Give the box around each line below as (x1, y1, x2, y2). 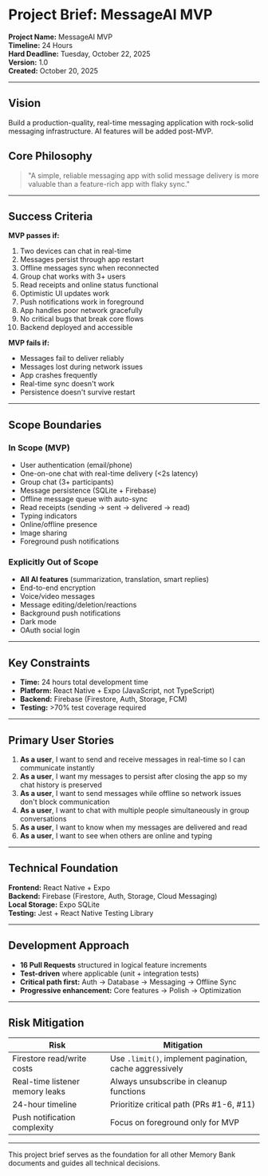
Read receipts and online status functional (19, 280, 159, 290)
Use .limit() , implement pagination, (110, 1053, 248, 1064)
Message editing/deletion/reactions (19, 600, 137, 610)
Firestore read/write (12, 1053, 87, 1064)
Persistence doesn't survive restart (19, 387, 136, 397)
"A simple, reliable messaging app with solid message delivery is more (27, 170, 259, 180)
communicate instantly (19, 762, 95, 772)
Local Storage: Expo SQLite (8, 900, 100, 909)
